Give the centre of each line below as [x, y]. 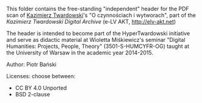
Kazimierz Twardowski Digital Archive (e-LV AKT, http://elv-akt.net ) [91, 22]
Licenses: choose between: [41, 76]
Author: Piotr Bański [31, 64]
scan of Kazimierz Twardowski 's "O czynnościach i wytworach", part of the [101, 15]
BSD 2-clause [33, 94]
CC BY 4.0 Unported [41, 88]
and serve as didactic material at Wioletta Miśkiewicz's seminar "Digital [96, 40]
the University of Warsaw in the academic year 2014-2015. [80, 53]
